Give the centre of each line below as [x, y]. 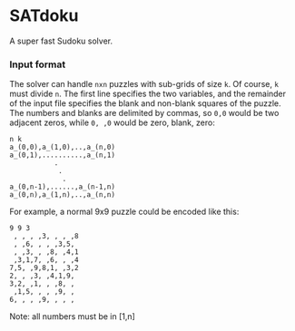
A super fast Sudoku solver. [61, 41]
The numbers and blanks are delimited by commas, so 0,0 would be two [144, 113]
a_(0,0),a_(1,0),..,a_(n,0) [63, 147]
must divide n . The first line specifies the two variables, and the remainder [148, 94]
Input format [38, 64]
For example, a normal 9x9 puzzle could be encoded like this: [124, 212]
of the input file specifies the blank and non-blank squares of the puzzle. [145, 103]
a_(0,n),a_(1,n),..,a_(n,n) [63, 195]
